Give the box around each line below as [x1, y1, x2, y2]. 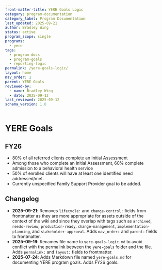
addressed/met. [12, 176, 44, 181]
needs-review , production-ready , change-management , [12, 223, 116, 229]
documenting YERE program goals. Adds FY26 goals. [12, 259, 119, 265]
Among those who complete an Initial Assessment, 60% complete [12, 160, 144, 166]
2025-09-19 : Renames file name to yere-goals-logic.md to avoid [12, 238, 143, 244]
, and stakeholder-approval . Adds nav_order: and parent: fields [30, 228, 158, 234]
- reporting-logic [9, 61, 47, 66]
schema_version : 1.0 [5, 102, 47, 107]
